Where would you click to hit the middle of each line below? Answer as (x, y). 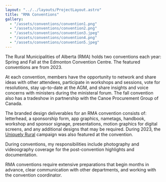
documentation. (21, 154)
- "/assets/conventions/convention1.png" (53, 24)
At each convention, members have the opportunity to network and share (81, 77)
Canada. (14, 103)
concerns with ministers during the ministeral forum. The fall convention (79, 92)
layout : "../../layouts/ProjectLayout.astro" (53, 10)
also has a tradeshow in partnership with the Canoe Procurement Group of (82, 98)
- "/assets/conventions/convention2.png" (53, 28)
